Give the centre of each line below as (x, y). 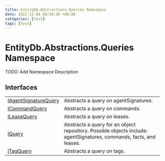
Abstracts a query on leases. (97, 116)
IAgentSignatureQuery (33, 100)
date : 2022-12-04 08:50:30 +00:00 (41, 14)
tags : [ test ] (18, 23)
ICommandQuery (27, 109)
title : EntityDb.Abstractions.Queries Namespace (56, 10)
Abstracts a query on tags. (94, 151)
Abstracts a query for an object (100, 125)
